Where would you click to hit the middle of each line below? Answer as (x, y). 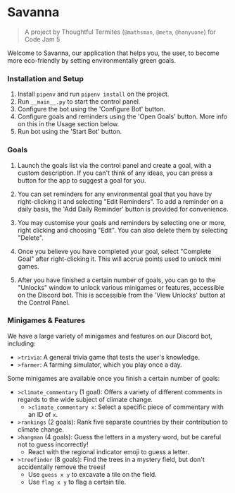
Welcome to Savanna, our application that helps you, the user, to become (113, 53)
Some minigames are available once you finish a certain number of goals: (114, 378)
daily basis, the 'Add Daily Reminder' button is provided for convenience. (123, 209)
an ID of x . (43, 414)
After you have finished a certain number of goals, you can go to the (116, 280)
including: (22, 343)
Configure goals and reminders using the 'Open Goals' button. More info (122, 116)
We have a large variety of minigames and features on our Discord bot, (110, 336)
